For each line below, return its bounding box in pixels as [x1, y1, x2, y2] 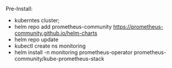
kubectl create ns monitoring [14, 42, 86, 49]
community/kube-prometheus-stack [14, 55, 105, 62]
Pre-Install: [5, 5, 33, 12]
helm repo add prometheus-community [14, 23, 112, 30]
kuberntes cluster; [14, 17, 60, 23]
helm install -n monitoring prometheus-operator [14, 49, 133, 56]
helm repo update [14, 36, 58, 43]
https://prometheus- [112, 23, 164, 30]
